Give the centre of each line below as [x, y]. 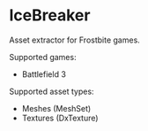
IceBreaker [50, 15]
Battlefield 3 [44, 74]
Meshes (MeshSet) [56, 108]
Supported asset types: [52, 91]
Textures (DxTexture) [60, 118]
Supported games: [43, 57]
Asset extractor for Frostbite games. [75, 40]
